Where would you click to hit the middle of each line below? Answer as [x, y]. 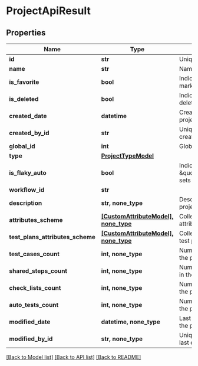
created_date [28, 116]
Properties [26, 33]
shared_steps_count [38, 271]
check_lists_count [35, 288]
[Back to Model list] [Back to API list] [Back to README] [74, 357]
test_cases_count [34, 254]
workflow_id [27, 190]
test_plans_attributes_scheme [52, 237]
